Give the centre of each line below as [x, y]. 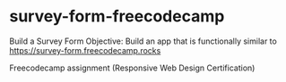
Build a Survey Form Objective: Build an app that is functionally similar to [143, 41]
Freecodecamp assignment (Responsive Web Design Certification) [132, 68]
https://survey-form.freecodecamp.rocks [85, 50]
